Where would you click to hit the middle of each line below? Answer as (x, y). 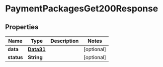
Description (65, 41)
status (15, 57)
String (35, 57)
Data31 (37, 49)
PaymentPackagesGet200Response (81, 9)
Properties (22, 27)
